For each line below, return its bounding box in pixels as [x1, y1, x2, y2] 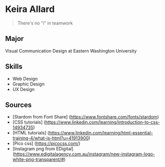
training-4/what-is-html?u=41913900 [12, 135, 89, 141]
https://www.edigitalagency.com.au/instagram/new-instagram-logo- [14, 151, 155, 157]
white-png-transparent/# [12, 156, 64, 162]
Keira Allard [5, 3, 55, 15]
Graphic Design [12, 81, 45, 87]
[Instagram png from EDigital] [12, 146, 73, 152]
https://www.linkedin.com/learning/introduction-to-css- [45, 119, 160, 125]
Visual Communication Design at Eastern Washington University [5, 47, 137, 53]
